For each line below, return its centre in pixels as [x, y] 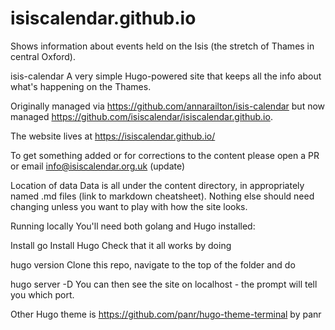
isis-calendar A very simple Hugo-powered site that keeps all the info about [166, 76]
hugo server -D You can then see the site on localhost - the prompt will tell [164, 284]
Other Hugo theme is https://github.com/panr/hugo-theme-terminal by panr [166, 314]
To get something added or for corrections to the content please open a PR [165, 155]
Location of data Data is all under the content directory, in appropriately [157, 185]
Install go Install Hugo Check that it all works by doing [121, 245]
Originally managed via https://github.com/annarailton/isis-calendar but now [168, 106]
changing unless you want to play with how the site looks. [129, 206]
